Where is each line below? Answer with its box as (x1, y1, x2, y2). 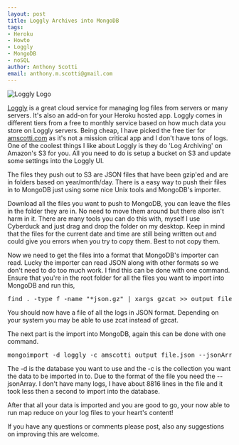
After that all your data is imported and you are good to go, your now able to (7, 400, 230, 409)
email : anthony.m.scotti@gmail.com (7, 70, 113, 77)
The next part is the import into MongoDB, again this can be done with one (7, 329, 226, 338)
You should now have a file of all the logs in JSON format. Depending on (7, 308, 219, 317)
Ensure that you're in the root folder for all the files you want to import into (7, 273, 225, 282)
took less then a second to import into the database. (7, 387, 160, 395)
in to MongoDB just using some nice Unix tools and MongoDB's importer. (7, 185, 221, 194)
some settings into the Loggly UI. (7, 156, 105, 164)
